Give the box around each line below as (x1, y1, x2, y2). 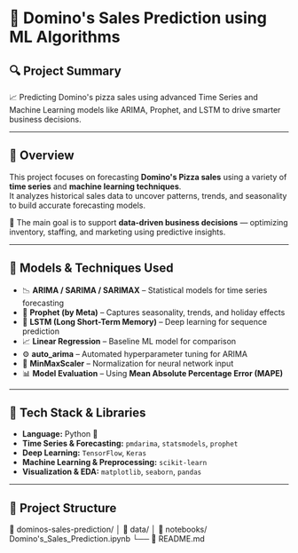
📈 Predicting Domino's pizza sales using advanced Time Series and (9, 92, 259, 102)
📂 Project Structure (9, 501, 117, 516)
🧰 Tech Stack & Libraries (9, 406, 146, 421)
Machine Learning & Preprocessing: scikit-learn (21, 457, 208, 468)
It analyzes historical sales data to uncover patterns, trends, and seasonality (9, 190, 287, 201)
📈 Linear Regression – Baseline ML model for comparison (21, 336, 237, 346)
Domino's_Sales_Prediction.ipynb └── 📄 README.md (9, 533, 206, 544)
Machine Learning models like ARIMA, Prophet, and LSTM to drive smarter (9, 105, 281, 115)
